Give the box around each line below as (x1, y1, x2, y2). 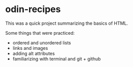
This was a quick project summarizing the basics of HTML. (5, 20, 128, 26)
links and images (12, 45, 48, 51)
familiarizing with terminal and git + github (12, 55, 101, 61)
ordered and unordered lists (12, 39, 71, 46)
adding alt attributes (12, 50, 55, 56)
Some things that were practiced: (5, 30, 75, 36)
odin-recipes (5, 4, 61, 15)
